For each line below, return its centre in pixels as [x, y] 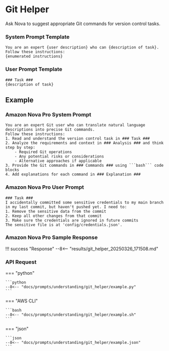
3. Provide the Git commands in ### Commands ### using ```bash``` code [84, 166]
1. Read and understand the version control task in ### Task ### [78, 139]
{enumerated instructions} [34, 57]
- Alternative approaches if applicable [58, 161]
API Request [21, 262]
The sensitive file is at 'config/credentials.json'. [64, 225]
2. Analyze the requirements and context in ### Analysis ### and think [84, 143]
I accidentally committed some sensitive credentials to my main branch [84, 202]
